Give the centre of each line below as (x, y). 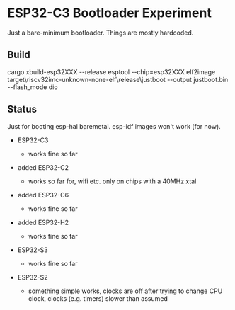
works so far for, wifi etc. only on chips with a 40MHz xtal (112, 181)
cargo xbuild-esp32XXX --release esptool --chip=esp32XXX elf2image (111, 71)
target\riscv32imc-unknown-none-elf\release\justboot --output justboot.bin (118, 79)
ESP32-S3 (33, 250)
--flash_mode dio (33, 87)
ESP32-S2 (33, 277)
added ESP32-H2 (43, 222)
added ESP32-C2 (43, 167)
